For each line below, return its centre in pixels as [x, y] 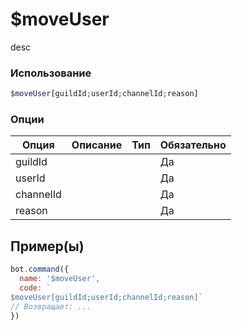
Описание [97, 145]
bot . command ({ [40, 269]
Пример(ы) [47, 246]
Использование [51, 73]
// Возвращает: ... [51, 306]
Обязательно [193, 145]
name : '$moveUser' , [60, 279]
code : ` [35, 288]
